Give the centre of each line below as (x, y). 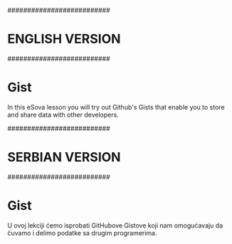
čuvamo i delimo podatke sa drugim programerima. (83, 233)
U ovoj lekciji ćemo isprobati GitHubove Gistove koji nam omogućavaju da (115, 225)
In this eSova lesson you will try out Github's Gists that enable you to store (116, 107)
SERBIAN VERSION (64, 158)
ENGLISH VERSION (64, 39)
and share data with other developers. (63, 115)
